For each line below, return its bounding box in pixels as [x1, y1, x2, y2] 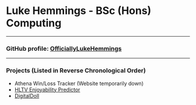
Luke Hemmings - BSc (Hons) [6, 4, 152, 17]
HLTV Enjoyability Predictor [14, 86, 80, 93]
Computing [6, 16, 62, 30]
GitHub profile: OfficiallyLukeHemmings [6, 44, 122, 52]
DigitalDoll [14, 92, 40, 99]
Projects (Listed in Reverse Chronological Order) [6, 66, 146, 75]
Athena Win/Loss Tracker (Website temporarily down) [14, 80, 144, 87]
